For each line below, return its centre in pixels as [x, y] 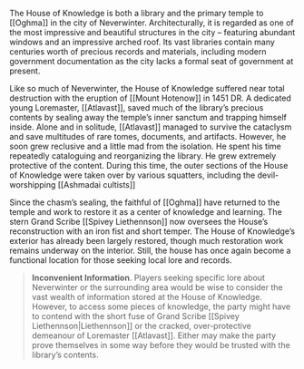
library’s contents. [65, 354]
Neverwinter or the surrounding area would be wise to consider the [157, 287]
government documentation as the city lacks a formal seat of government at [152, 61]
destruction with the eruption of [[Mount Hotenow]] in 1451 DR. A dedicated [151, 98]
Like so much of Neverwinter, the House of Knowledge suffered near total [147, 88]
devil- [268, 175]
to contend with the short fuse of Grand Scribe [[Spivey [136, 316]
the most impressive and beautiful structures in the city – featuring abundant [152, 32]
